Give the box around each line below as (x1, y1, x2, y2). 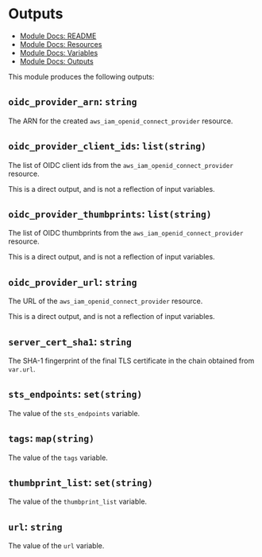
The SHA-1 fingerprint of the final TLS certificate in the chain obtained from (8, 356, 255, 365)
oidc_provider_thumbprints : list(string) (8, 207, 212, 220)
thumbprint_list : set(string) (8, 476, 153, 489)
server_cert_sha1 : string (8, 335, 133, 349)
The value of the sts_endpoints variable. (8, 408, 141, 418)
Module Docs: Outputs (19, 56, 94, 66)
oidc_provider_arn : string (8, 95, 137, 108)
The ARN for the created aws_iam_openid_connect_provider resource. (8, 116, 233, 126)
